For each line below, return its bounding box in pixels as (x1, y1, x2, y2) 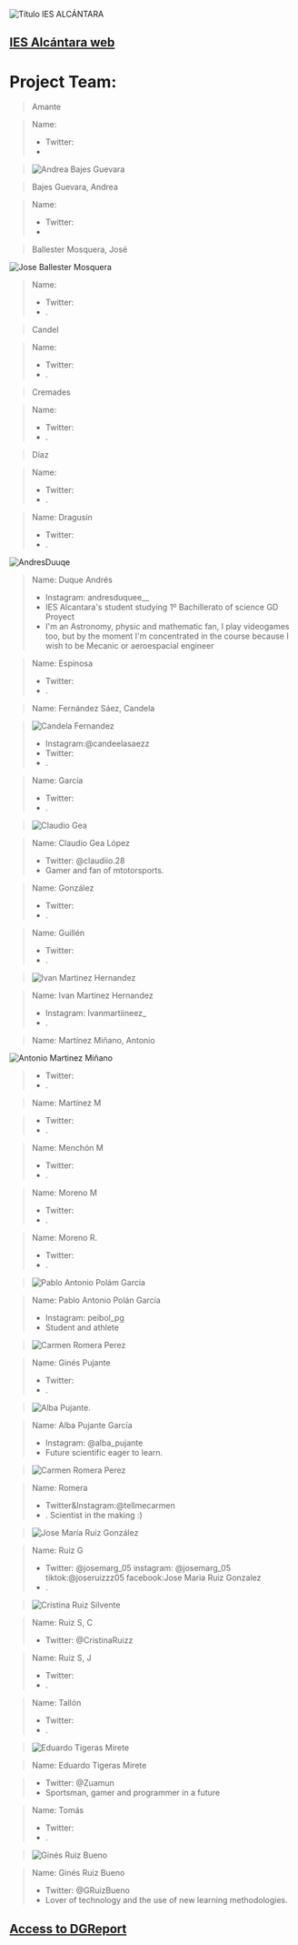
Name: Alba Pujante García (31, 1420, 134, 1431)
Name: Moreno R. (31, 1233, 98, 1244)
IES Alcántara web (9, 35, 115, 50)
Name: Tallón (31, 1698, 82, 1708)
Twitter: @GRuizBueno (45, 1885, 130, 1896)
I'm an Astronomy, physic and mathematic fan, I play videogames (45, 621, 290, 632)
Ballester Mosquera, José (31, 244, 128, 255)
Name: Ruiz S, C (31, 1617, 94, 1628)
